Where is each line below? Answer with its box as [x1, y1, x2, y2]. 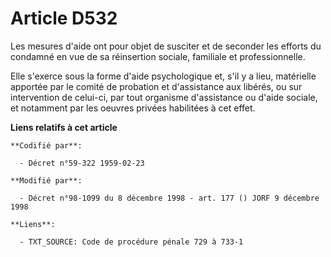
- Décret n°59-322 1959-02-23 [19, 158, 145, 168]
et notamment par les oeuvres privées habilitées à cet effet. [10, 102, 256, 114]
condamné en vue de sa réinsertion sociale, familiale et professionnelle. [10, 50, 306, 62]
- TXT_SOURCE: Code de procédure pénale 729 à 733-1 [19, 237, 244, 247]
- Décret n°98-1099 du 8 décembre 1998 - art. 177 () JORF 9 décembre [19, 193, 320, 203]
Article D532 [10, 7, 118, 30]
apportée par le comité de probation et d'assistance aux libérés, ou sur [10, 80, 303, 92]
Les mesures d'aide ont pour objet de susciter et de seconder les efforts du [10, 40, 322, 52]
